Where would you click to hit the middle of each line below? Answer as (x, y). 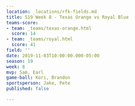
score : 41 (23, 45)
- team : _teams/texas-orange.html (49, 28)
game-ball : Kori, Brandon (38, 78)
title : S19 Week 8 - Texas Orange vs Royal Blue (67, 17)
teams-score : (22, 23)
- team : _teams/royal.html (40, 39)
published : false (28, 89)
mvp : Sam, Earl (25, 72)
